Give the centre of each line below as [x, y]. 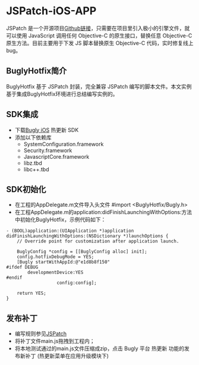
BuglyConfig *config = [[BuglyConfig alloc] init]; [82, 252]
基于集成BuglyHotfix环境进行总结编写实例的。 [62, 94]
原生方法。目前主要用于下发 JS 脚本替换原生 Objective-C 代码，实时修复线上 [100, 43]
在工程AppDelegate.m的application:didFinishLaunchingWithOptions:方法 [103, 212]
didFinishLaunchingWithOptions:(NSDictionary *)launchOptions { [87, 236]
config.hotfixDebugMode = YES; [56, 257]
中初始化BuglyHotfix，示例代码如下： [60, 220]
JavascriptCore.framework [56, 156]
